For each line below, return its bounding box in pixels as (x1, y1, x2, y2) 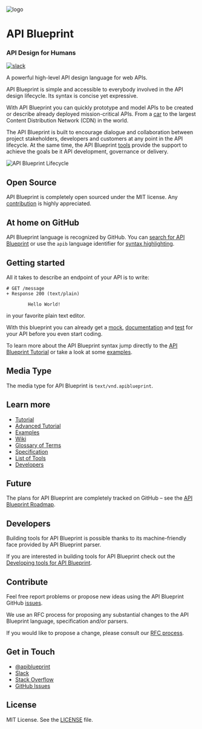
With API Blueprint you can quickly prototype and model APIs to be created (6, 104, 194, 112)
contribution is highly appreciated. (6, 200, 92, 207)
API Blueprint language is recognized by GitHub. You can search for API (6, 233, 185, 241)
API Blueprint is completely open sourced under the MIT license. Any (6, 193, 178, 201)
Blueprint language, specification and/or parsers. (6, 617, 129, 625)
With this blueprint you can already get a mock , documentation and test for (6, 323, 194, 331)
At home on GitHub (6, 217, 80, 227)
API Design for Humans (6, 49, 76, 57)
